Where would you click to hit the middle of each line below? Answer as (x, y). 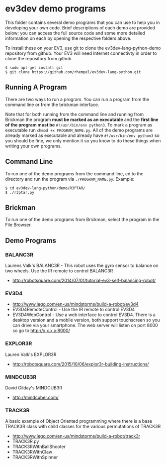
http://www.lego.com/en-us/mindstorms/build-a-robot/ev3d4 (76, 304)
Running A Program (36, 87)
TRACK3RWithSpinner (35, 457)
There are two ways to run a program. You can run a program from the (77, 99)
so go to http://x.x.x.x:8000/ (41, 331)
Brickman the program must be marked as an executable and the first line (82, 119)
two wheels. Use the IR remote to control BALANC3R (59, 271)
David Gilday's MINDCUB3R (34, 388)
